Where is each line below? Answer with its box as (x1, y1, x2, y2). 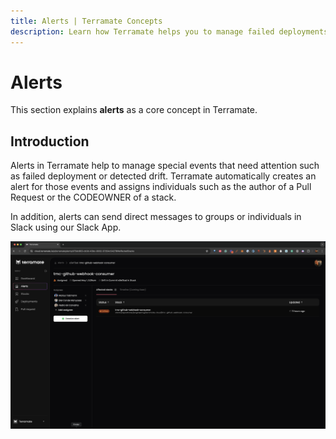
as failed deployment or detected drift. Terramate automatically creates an (10, 170, 317, 182)
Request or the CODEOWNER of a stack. (10, 191, 177, 204)
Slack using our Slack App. (10, 221, 122, 234)
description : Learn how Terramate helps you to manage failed (10, 26, 275, 37)
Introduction (10, 133, 90, 150)
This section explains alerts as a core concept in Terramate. (10, 104, 258, 116)
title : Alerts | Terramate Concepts (10, 16, 163, 26)
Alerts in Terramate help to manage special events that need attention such (10, 160, 320, 172)
